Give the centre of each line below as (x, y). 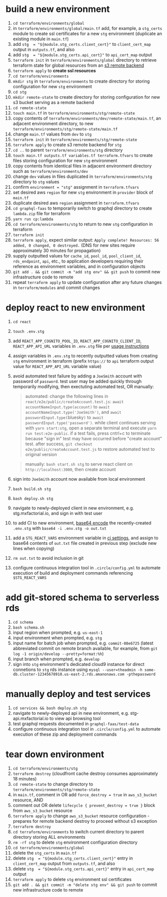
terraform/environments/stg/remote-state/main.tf (65, 129)
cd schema (23, 622)
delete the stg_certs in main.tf (44, 853)
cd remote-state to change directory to (53, 784)
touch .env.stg (29, 331)
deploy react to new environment (76, 308)
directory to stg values (36, 182)
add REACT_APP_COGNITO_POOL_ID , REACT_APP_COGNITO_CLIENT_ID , (77, 341)
